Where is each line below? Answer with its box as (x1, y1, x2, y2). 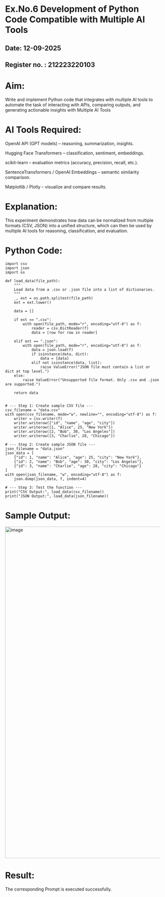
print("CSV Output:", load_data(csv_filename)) (5, 489, 105, 494)
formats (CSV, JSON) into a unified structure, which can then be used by (5, 222, 152, 228)
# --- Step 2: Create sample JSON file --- (5, 442, 96, 447)
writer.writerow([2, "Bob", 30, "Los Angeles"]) (14, 429, 115, 434)
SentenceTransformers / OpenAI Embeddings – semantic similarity (5, 169, 139, 175)
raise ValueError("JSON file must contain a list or (40, 364, 151, 369)
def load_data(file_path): (5, 278, 60, 283)
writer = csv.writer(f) (14, 416, 63, 421)
